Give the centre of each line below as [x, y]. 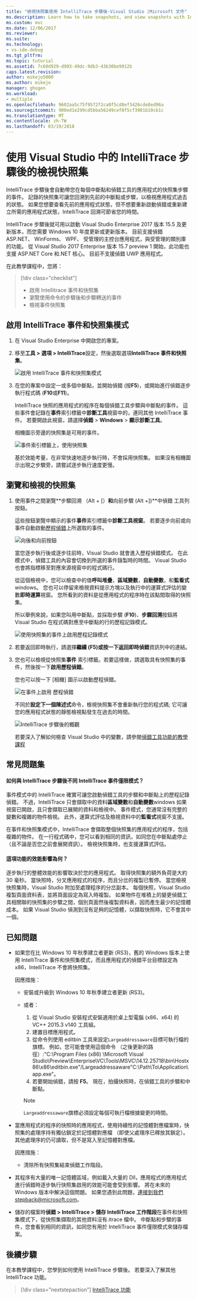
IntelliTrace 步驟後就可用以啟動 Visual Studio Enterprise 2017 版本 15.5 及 [94, 224]
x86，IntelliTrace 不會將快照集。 [54, 967]
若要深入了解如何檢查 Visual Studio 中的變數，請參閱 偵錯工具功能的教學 [101, 737]
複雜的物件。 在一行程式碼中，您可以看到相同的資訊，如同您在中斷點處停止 [97, 837]
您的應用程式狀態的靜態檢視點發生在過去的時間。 [74, 712]
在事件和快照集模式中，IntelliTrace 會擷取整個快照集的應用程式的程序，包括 [97, 829]
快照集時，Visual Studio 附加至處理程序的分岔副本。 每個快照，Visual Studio [98, 887]
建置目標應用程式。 [55, 1032]
